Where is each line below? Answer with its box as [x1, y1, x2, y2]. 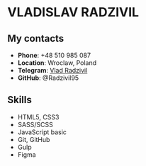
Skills [7, 94, 32, 106]
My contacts [7, 32, 64, 45]
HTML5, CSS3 [17, 112, 60, 121]
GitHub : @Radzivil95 [17, 73, 79, 82]
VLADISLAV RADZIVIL [7, 4, 140, 20]
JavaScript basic [17, 128, 67, 136]
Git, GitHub [17, 135, 50, 143]
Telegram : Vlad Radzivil [17, 66, 88, 74]
